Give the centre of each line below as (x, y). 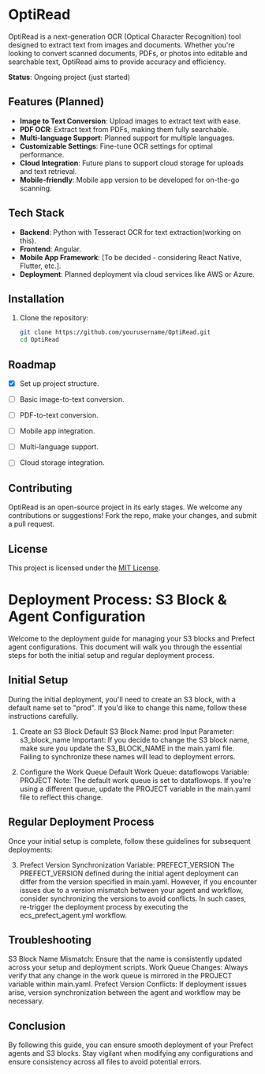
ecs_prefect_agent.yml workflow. (73, 915)
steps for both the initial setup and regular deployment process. (112, 655)
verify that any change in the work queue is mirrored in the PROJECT (120, 976)
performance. (42, 154)
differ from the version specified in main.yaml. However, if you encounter (138, 881)
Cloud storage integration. (62, 463)
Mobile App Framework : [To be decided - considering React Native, (131, 257)
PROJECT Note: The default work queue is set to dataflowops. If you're (135, 780)
